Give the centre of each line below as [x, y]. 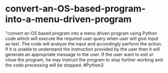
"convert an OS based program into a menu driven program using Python [81, 33]
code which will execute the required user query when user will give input [82, 38]
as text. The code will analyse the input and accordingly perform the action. [84, 43]
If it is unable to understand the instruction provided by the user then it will [82, 49]
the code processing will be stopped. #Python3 [54, 65]
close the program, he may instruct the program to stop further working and [84, 59]
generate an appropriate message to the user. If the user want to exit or [79, 54]
